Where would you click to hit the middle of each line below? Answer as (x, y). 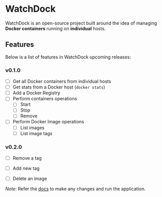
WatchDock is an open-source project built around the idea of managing (81, 23)
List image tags (36, 133)
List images (32, 127)
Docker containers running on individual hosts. (56, 28)
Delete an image (30, 179)
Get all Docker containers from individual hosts (62, 81)
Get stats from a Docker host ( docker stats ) (59, 87)
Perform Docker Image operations (48, 122)
